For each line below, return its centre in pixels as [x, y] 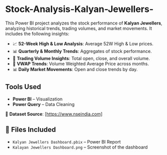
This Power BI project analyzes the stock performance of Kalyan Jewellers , [84, 23]
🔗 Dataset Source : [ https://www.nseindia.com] [54, 114]
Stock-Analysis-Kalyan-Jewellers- [79, 9]
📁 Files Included [31, 130]
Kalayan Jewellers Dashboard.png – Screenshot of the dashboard [80, 147]
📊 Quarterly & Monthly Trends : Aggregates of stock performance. [82, 51]
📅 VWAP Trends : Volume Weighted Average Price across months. [81, 63]
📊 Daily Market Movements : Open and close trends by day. [75, 69]
